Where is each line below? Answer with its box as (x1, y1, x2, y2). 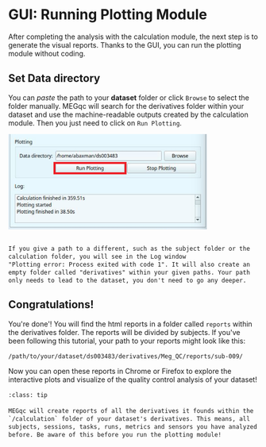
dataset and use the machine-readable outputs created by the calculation (8, 110, 249, 119)
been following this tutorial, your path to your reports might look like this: (8, 336, 246, 345)
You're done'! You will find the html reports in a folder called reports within (8, 319, 253, 329)
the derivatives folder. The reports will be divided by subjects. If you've (8, 327, 241, 337)
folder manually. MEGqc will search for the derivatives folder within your (8, 101, 245, 110)
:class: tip (8, 391, 48, 399)
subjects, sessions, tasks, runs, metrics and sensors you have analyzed (8, 422, 258, 430)
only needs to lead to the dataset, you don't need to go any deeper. (8, 276, 247, 285)
